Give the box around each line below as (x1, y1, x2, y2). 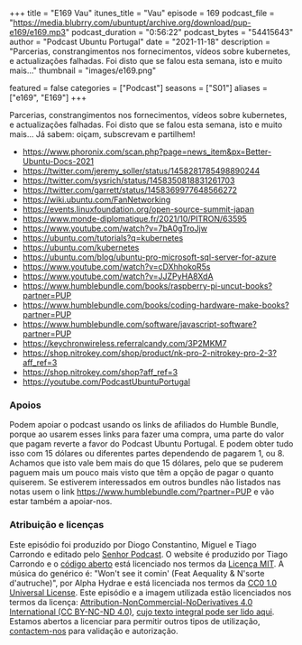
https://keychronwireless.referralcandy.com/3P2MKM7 (22, 338, 227, 348)
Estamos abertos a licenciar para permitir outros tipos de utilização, (9, 615, 261, 626)
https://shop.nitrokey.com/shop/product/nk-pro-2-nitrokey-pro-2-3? (22, 347, 278, 358)
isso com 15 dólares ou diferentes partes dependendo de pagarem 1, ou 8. (9, 448, 286, 459)
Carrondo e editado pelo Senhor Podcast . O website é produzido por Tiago (9, 548, 288, 559)
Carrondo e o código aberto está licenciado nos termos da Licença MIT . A (9, 558, 284, 569)
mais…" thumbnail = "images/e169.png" (9, 65, 156, 76)
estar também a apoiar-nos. (9, 496, 113, 507)
